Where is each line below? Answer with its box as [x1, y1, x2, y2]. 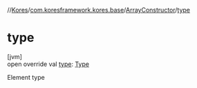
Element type [7, 73, 45, 81]
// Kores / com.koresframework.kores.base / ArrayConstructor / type [7, 6, 191, 14]
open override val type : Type [7, 60, 90, 68]
